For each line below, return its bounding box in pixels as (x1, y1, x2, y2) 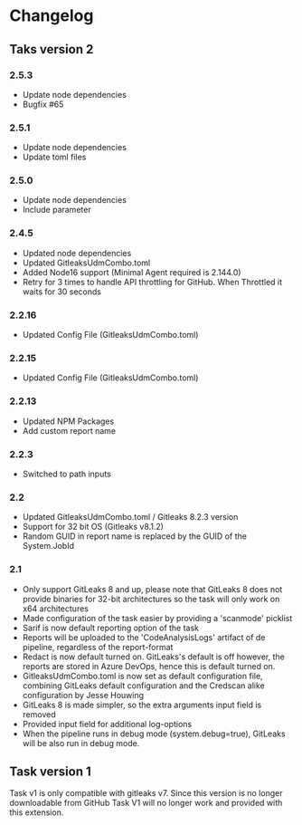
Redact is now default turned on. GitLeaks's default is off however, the (22, 651, 285, 662)
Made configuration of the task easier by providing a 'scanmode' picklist (22, 612, 293, 623)
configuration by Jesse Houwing (22, 689, 145, 700)
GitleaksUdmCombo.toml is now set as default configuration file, (22, 670, 264, 681)
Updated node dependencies (22, 247, 132, 258)
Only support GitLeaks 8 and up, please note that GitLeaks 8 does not (22, 583, 283, 594)
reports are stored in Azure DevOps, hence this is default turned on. (22, 660, 276, 671)
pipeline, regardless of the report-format (22, 641, 174, 652)
